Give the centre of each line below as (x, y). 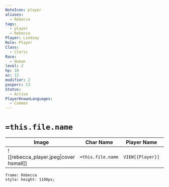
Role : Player (19, 43)
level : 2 (14, 66)
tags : (11, 24)
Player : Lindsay (22, 38)
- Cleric (19, 52)
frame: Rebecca (21, 175)
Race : (11, 57)
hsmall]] (18, 163)
